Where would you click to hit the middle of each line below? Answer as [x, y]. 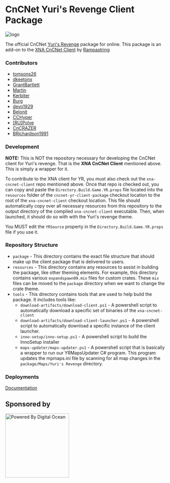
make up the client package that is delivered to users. [69, 262]
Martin [20, 90]
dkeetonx [22, 80]
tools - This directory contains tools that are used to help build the [82, 294]
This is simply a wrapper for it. [37, 169]
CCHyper [22, 117]
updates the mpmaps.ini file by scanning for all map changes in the [90, 358]
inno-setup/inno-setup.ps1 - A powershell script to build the [83, 336]
